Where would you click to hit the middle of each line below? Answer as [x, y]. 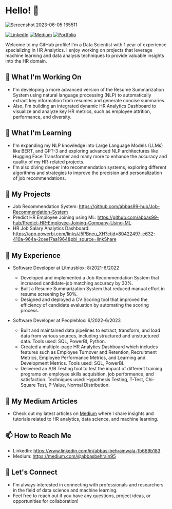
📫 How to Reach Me [38, 436]
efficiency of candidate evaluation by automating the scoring [85, 305]
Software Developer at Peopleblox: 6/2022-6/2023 [67, 321]
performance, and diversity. [42, 117]
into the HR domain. [26, 61]
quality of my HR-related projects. [49, 162]
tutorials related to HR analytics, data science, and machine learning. [85, 419]
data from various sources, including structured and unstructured [90, 336]
